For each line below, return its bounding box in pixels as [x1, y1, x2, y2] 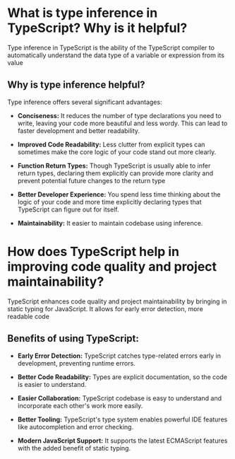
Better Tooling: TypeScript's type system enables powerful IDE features [17, 415, 228, 424]
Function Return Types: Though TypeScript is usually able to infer [17, 161, 211, 170]
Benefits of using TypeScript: [7, 332, 140, 344]
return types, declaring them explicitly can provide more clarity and [17, 168, 214, 178]
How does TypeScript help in [7, 243, 180, 260]
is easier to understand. [17, 380, 87, 388]
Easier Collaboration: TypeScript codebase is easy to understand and [17, 394, 222, 402]
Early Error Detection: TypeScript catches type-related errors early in [17, 351, 221, 360]
